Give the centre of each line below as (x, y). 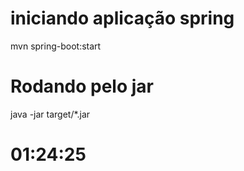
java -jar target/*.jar (50, 114)
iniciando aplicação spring (122, 18)
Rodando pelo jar (82, 86)
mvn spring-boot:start (56, 46)
